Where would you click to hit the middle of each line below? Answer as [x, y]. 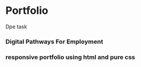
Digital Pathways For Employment [54, 42]
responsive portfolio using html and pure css [70, 57]
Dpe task [16, 27]
